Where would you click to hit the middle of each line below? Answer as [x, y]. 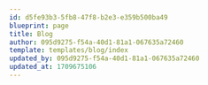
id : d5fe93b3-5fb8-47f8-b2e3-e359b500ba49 [89, 17]
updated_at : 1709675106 [53, 67]
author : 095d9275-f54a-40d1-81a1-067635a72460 [96, 42]
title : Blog [31, 34]
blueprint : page [39, 26]
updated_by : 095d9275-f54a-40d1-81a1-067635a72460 [104, 58]
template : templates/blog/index [69, 50]
